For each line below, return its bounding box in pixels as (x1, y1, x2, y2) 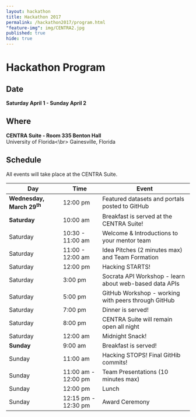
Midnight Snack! (101, 332, 147, 340)
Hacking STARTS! (101, 262, 150, 270)
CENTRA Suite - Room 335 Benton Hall (6, 132, 101, 139)
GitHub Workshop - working (101, 289, 180, 297)
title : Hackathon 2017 (6, 14, 61, 20)
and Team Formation (101, 253, 159, 261)
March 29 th (9, 201, 41, 211)
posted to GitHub (101, 202, 149, 210)
